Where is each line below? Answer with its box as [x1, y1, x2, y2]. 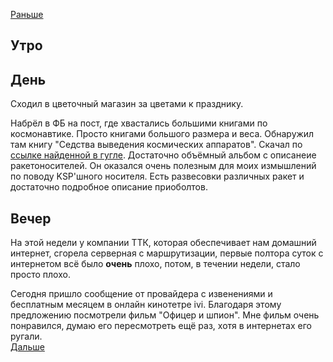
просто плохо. [10, 269, 71, 281]
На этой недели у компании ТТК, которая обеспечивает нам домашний [10, 237, 317, 249]
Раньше [10, 9, 44, 20]
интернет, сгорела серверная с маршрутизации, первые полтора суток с [10, 247, 324, 259]
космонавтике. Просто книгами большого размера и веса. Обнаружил [10, 128, 315, 140]
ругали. [10, 330, 43, 343]
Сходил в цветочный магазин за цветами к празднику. [10, 98, 244, 110]
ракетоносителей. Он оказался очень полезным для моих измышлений [10, 160, 317, 172]
